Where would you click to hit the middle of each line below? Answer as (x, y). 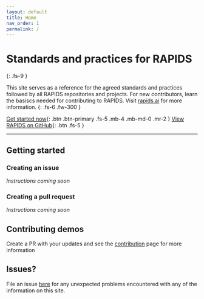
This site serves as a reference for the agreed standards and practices (94, 88)
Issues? (21, 269)
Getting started (36, 150)
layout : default (27, 12)
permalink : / (23, 29)
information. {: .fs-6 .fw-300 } (43, 107)
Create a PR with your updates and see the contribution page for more (94, 244)
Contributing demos (45, 229)
